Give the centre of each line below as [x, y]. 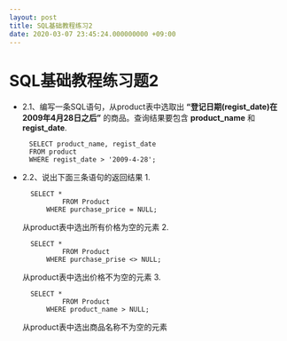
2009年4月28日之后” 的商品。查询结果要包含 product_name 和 [139, 118]
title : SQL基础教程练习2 [51, 26]
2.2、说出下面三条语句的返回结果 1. [86, 178]
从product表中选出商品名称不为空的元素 [95, 327]
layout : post [33, 17]
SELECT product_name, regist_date [93, 144]
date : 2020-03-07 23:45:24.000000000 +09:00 [93, 34]
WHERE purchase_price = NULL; [101, 210]
